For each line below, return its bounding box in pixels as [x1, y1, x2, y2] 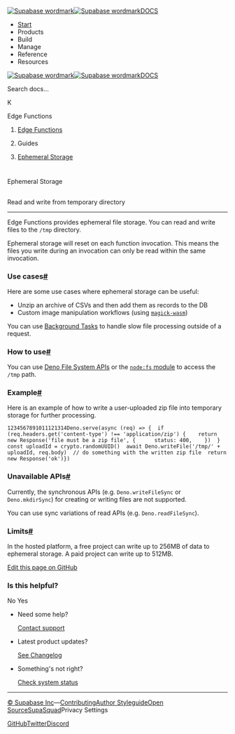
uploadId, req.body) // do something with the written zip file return [7, 449, 227, 456]
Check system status [17, 678, 78, 687]
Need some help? [17, 610, 69, 619]
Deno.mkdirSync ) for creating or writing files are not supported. [7, 495, 187, 503]
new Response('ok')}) [7, 455, 71, 462]
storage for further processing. [7, 411, 97, 420]
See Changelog [17, 651, 62, 660]
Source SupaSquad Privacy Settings [7, 706, 108, 714]
